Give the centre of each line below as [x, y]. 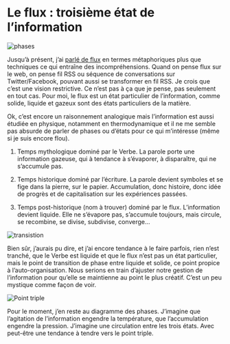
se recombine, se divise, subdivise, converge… [83, 221]
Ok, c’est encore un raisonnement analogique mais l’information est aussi [111, 116]
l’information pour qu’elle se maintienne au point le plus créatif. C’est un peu [114, 277]
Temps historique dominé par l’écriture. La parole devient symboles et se [120, 179]
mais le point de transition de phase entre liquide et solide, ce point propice [114, 262]
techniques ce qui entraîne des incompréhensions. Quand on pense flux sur [114, 66]
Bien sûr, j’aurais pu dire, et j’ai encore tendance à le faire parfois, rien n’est [113, 248]
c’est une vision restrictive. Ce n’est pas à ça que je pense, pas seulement [112, 88]
